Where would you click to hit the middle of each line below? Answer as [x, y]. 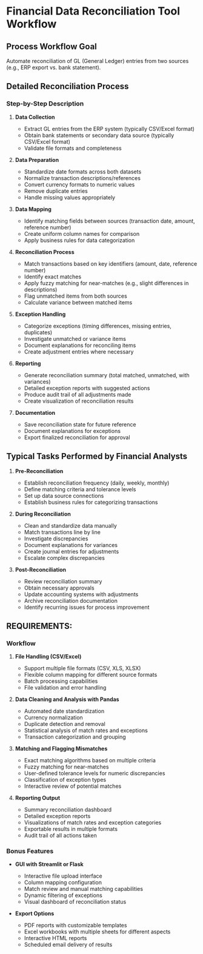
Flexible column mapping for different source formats [91, 675]
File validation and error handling [65, 688]
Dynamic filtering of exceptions [63, 895]
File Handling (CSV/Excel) [48, 657]
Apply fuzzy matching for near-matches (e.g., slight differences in [106, 283]
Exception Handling [40, 314]
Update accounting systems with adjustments [81, 594]
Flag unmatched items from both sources [75, 296]
